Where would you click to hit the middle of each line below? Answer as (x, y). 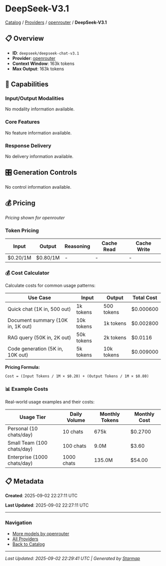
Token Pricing (22, 230)
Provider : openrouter (34, 58)
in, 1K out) (20, 326)
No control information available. (38, 187)
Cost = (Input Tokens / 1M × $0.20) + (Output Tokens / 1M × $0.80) (77, 376)
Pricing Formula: (22, 367)
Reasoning (77, 246)
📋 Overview (25, 38)
